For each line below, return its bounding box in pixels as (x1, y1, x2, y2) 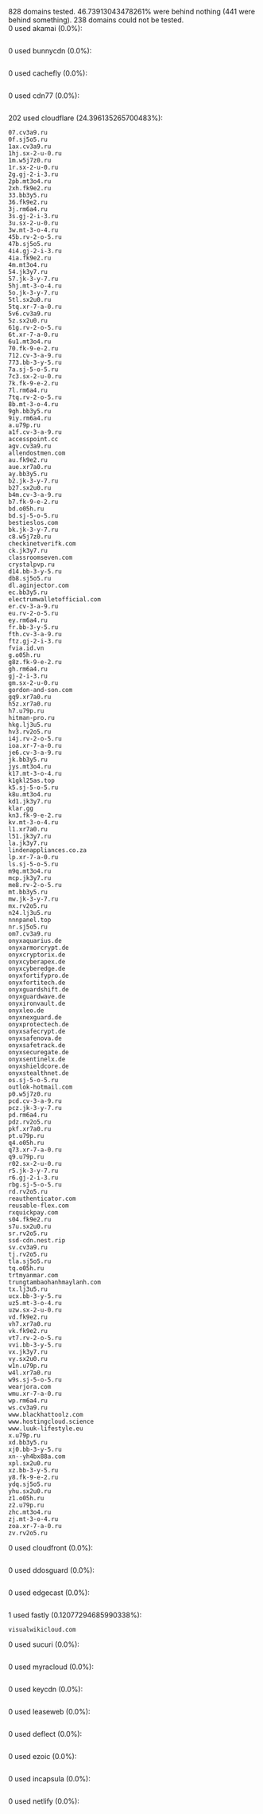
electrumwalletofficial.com (8, 596, 102, 604)
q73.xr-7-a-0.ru (8, 1146, 62, 1154)
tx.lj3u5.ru (8, 1285, 48, 1293)
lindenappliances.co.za (8, 846, 87, 854)
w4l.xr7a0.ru (8, 1369, 52, 1377)
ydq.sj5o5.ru (8, 1480, 52, 1488)
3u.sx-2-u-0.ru (8, 219, 59, 227)
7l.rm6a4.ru (8, 386, 48, 394)
